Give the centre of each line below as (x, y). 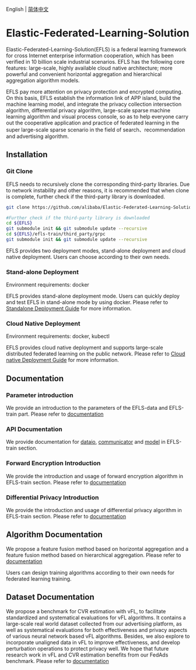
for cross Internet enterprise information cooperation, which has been (90, 56)
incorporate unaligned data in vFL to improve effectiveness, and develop (93, 642)
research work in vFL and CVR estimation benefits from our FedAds (87, 655)
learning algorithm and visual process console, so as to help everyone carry (97, 116)
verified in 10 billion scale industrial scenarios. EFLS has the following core (95, 61)
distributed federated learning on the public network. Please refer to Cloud (96, 354)
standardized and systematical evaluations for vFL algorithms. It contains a (96, 617)
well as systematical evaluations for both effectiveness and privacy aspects (97, 630)
